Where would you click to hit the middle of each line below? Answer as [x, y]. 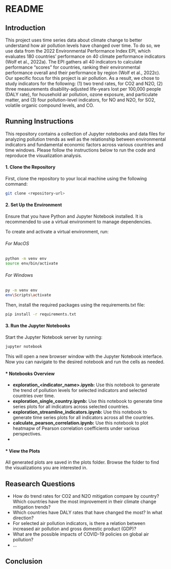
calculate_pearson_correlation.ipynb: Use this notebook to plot [80, 423]
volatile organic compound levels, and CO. [50, 105]
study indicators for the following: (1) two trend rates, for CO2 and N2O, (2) [84, 83]
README [25, 9]
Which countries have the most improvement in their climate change [84, 501]
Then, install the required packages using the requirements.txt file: [75, 305]
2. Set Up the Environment [34, 205]
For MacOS [17, 243]
